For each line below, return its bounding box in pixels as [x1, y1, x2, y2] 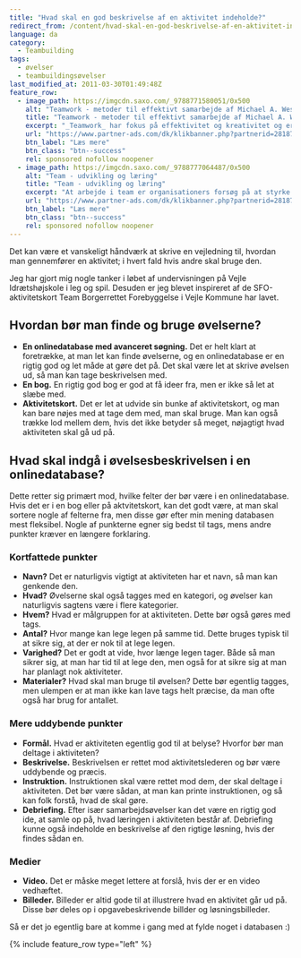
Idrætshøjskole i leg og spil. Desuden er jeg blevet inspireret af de [9, 282, 253, 293]
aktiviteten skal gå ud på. [21, 427, 116, 438]
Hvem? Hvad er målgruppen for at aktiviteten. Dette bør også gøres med [21, 610, 291, 620]
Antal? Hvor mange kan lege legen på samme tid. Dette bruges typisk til [21, 629, 289, 639]
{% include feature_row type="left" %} [9, 939, 152, 950]
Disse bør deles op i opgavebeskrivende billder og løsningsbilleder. [21, 904, 271, 915]
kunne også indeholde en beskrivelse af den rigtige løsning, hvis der [21, 823, 275, 834]
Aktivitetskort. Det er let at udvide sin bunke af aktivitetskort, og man [21, 398, 280, 409]
